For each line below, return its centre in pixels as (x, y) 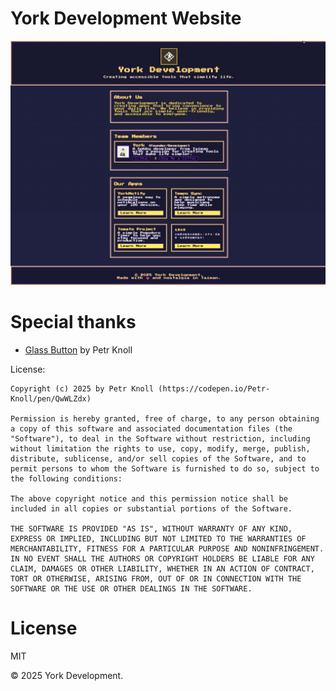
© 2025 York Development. (67, 675)
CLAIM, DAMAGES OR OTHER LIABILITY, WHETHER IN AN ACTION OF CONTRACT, (162, 568)
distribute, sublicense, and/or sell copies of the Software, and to (158, 458)
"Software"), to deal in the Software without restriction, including (160, 438)
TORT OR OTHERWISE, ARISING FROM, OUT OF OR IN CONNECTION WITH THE (156, 578)
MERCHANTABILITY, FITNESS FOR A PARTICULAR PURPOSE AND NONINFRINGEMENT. (167, 548)
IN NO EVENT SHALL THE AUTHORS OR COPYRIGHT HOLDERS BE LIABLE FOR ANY (162, 558)
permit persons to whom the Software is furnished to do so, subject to (165, 468)
